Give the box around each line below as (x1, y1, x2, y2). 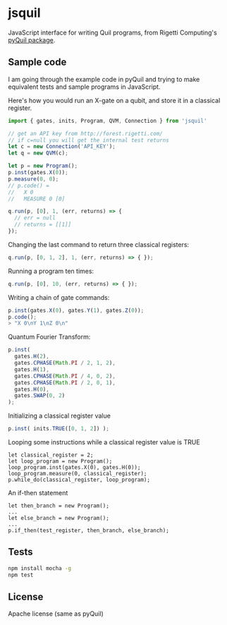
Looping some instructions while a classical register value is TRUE (8, 438, 200, 446)
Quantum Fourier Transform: (8, 333, 91, 341)
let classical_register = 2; (8, 451, 94, 459)
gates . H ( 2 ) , (14, 353, 50, 360)
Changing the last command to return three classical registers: (8, 240, 190, 248)
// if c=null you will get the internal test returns (8, 136, 170, 144)
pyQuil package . (8, 35, 56, 44)
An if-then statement (8, 489, 68, 497)
